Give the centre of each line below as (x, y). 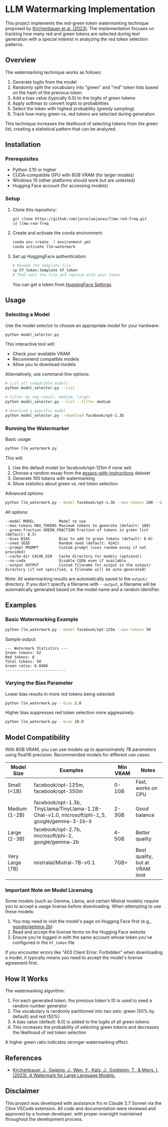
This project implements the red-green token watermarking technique (77, 23)
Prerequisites (22, 159)
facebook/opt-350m (58, 791)
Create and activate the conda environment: (58, 233)
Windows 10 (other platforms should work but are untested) (74, 180)
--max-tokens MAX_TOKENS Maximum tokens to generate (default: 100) (78, 525)
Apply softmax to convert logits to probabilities (60, 103)
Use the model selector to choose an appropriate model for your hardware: (82, 325)
